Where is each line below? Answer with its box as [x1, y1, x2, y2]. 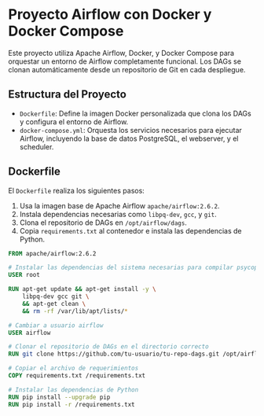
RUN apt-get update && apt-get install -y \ [8, 285, 156, 293]
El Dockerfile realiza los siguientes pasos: [8, 186, 145, 195]
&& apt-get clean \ [22, 300, 86, 307]
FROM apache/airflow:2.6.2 [8, 249, 97, 257]
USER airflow [8, 329, 51, 337]
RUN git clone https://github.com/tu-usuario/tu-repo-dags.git [8, 350, 220, 359]
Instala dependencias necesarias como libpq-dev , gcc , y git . [19, 209, 218, 219]
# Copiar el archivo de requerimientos [8, 364, 139, 373]
